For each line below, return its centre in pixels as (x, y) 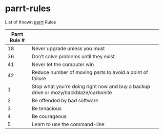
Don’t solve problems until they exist (73, 56)
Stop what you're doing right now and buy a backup (91, 86)
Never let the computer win (63, 64)
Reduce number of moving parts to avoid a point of (90, 72)
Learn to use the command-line (68, 124)
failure (39, 78)
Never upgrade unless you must (68, 48)
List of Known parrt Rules (31, 22)
